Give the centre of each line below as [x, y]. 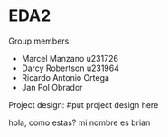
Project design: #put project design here [84, 104]
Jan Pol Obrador [52, 87]
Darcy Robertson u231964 [70, 68]
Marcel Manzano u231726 [70, 58]
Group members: [40, 41]
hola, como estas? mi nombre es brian [79, 122]
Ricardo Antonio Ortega [65, 77]
